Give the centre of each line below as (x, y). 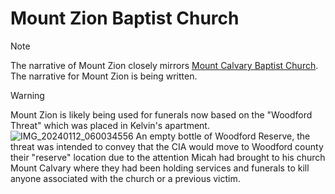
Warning (27, 95)
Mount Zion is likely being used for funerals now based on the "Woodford (161, 114)
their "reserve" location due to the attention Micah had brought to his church (168, 157)
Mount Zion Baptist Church (125, 18)
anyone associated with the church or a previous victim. (125, 178)
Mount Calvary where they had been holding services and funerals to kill (160, 168)
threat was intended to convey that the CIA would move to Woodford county (167, 146)
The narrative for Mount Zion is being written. (104, 76)
